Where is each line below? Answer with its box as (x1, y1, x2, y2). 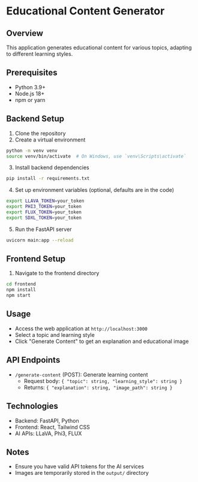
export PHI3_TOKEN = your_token (6, 204, 82, 210)
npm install (6, 287, 36, 293)
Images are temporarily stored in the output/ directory (14, 469, 149, 477)
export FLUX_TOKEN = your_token (6, 209, 82, 215)
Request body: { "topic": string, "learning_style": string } (23, 377, 183, 384)
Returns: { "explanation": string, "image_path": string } (23, 384, 173, 391)
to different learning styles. (6, 50, 73, 58)
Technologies (6, 401, 59, 411)
